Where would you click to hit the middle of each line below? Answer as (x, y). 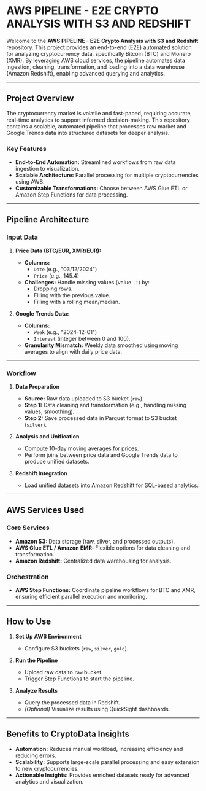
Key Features (27, 149)
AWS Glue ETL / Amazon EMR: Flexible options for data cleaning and (103, 548)
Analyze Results (36, 690)
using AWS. (30, 182)
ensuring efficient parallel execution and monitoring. (81, 597)
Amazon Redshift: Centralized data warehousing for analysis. (93, 561)
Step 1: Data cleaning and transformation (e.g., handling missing (105, 405)
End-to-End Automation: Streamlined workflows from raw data (95, 162)
